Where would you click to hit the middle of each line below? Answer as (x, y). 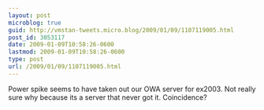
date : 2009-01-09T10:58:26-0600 (61, 45)
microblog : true (35, 23)
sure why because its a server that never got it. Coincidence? (108, 97)
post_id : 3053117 (37, 37)
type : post (26, 60)
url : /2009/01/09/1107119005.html (65, 67)
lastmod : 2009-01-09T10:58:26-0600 (67, 52)
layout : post (30, 15)
